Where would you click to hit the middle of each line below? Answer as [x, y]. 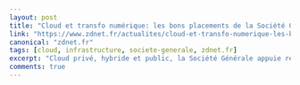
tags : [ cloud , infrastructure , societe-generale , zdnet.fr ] [124, 50]
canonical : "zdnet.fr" [51, 42]
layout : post [33, 17]
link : [19, 34]
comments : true [37, 67]
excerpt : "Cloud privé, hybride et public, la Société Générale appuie [145, 58]
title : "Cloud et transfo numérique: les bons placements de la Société [147, 26]
